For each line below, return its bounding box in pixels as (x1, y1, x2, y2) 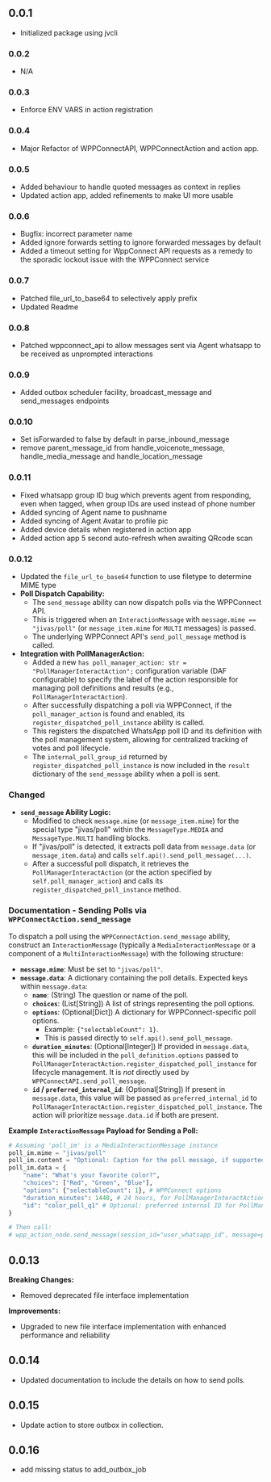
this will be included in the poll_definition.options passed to (31, 1050, 239, 1060)
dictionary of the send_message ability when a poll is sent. (31, 769, 220, 779)
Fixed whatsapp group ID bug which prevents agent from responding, (19, 490, 252, 500)
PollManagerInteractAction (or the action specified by (31, 867, 212, 877)
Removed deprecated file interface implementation (19, 1290, 190, 1299)
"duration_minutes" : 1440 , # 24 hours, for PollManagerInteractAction (23, 1194, 265, 1202)
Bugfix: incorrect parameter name (19, 229, 133, 239)
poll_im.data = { (8, 1164, 67, 1172)
